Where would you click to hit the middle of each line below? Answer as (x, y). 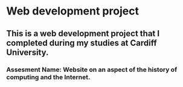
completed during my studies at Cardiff (82, 43)
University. (27, 52)
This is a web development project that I (83, 34)
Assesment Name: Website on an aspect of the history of (92, 69)
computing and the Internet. (48, 77)
